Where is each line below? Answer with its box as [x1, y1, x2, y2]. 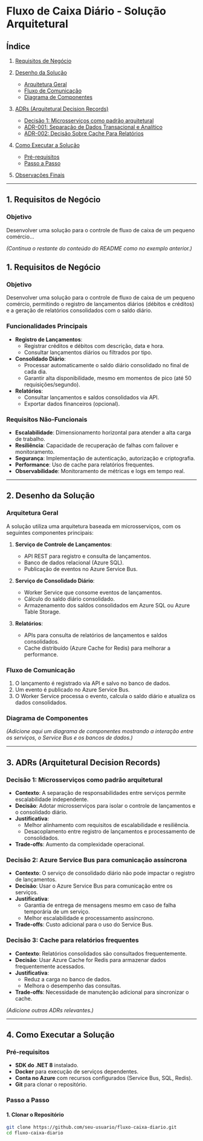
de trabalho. [14, 435, 45, 442]
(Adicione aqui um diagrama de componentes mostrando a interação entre [6, 728, 194, 735]
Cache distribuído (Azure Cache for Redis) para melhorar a [24, 644, 171, 652]
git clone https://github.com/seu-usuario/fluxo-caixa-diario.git [6, 1124, 177, 1131]
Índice [6, 41, 30, 51]
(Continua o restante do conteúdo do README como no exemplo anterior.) [6, 244, 192, 252]
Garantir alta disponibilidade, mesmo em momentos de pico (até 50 [24, 374, 192, 382]
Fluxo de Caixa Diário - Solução [6, 4, 166, 18]
